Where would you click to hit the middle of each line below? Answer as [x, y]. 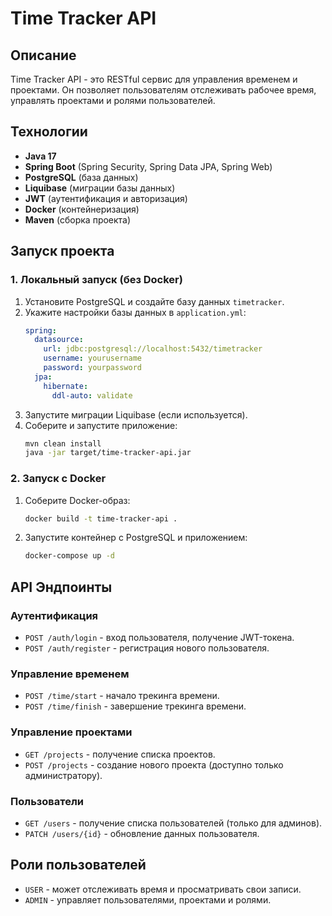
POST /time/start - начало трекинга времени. [122, 696]
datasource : [59, 340]
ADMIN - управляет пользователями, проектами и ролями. [148, 899]
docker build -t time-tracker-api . [101, 518]
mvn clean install [63, 443]
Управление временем [70, 674]
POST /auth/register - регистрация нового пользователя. [147, 648]
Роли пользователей [78, 865]
